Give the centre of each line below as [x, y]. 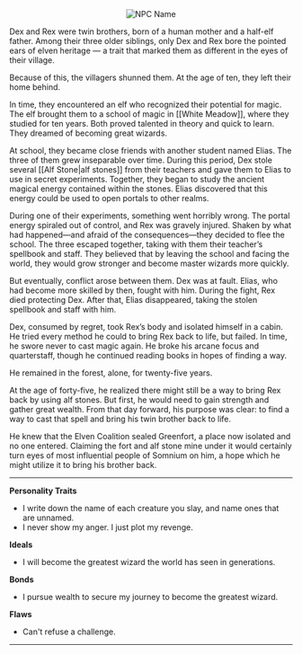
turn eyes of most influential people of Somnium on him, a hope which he [145, 455]
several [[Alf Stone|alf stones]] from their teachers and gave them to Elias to [151, 169]
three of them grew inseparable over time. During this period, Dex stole [141, 160]
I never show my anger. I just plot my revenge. [107, 527]
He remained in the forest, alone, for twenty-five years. [111, 373]
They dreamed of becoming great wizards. [89, 133]
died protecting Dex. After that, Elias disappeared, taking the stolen [133, 300]
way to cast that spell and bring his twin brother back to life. [120, 419]
